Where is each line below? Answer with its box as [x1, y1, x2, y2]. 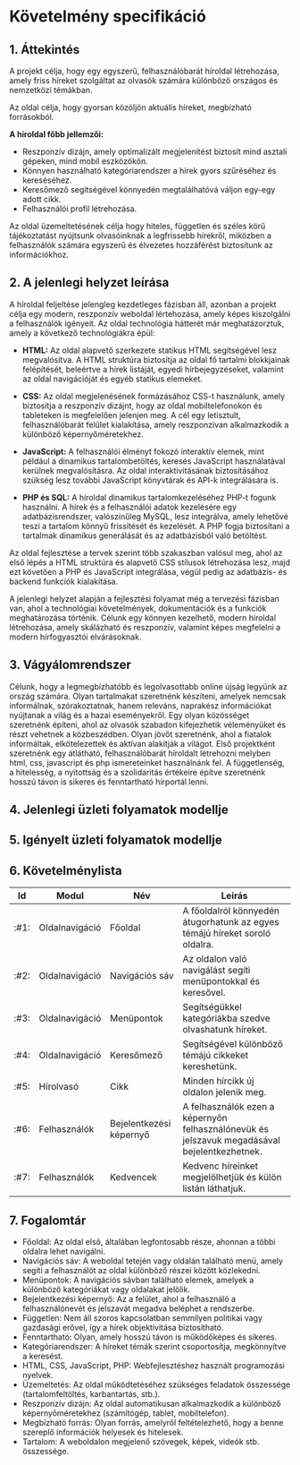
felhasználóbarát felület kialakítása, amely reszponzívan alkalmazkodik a [21, 419, 289, 430]
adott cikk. [21, 194, 62, 204]
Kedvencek [110, 1171, 158, 1184]
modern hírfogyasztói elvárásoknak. [9, 631, 142, 642]
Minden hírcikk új [182, 1075, 254, 1087]
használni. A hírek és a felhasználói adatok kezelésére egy [21, 501, 237, 512]
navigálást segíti [182, 964, 251, 977]
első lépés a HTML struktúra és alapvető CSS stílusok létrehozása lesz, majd [9, 557, 291, 568]
